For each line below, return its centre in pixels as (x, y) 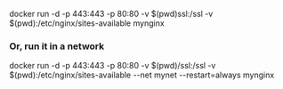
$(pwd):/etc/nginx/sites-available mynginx (87, 23)
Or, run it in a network (57, 46)
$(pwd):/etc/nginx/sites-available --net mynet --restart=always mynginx (142, 75)
